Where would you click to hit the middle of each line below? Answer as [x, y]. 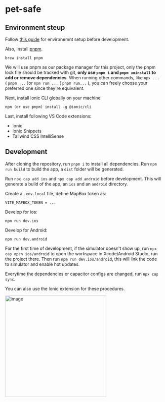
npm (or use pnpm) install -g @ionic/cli [48, 107]
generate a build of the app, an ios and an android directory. [67, 184]
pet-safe [23, 9]
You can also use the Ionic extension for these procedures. [65, 288]
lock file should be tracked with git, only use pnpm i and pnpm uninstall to [81, 72]
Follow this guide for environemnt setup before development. [67, 39]
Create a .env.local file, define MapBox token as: [56, 193]
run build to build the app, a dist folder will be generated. [64, 169]
